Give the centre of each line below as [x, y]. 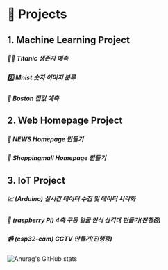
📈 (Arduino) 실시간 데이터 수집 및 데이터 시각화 [72, 199]
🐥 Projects [37, 14]
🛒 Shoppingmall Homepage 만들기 [57, 158]
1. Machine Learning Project [69, 40]
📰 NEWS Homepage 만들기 [45, 139]
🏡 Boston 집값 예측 [33, 98]
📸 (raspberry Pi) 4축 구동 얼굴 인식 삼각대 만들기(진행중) [84, 220]
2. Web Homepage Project [65, 121]
